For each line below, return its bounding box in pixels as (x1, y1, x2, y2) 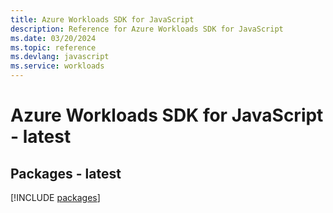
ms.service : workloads (10, 61, 105, 71)
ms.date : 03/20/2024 (10, 33, 97, 43)
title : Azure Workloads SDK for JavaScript (10, 14, 195, 25)
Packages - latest (10, 165, 122, 182)
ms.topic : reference (10, 42, 97, 53)
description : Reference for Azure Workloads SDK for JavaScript (10, 24, 284, 34)
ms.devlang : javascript (10, 52, 110, 62)
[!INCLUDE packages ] (10, 192, 101, 203)
